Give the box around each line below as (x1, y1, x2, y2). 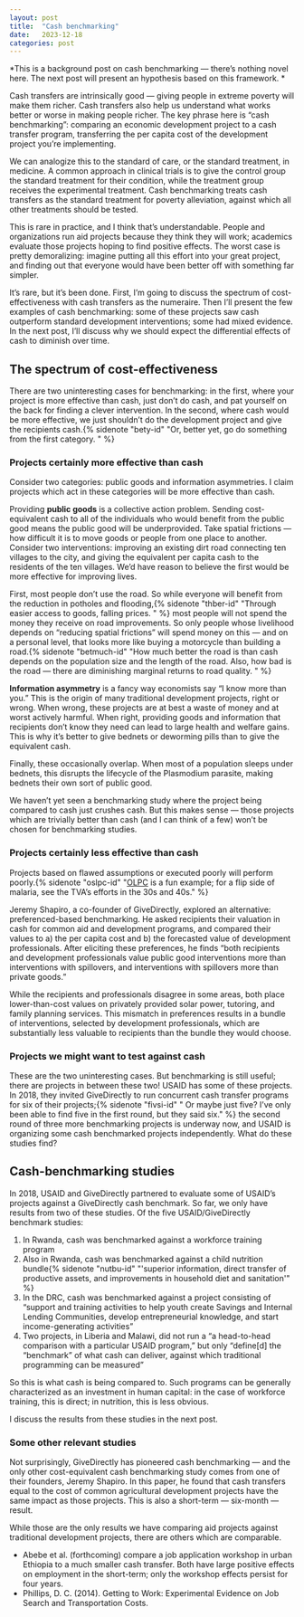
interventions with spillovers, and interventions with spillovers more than (9, 961, 279, 973)
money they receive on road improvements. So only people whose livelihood (9, 617, 294, 629)
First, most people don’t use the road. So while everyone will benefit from (9, 589, 283, 600)
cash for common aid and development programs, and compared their (9, 923, 271, 934)
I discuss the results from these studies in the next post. (9, 1413, 219, 1424)
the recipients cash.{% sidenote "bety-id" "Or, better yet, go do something (9, 424, 288, 435)
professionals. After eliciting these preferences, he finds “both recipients (9, 942, 280, 953)
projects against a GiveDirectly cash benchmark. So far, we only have (9, 1197, 269, 1208)
